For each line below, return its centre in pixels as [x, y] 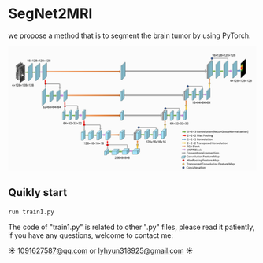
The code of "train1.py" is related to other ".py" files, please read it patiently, [131, 227]
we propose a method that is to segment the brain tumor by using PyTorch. [130, 35]
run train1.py [31, 212]
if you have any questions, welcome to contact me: [91, 235]
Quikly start [38, 193]
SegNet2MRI [50, 14]
